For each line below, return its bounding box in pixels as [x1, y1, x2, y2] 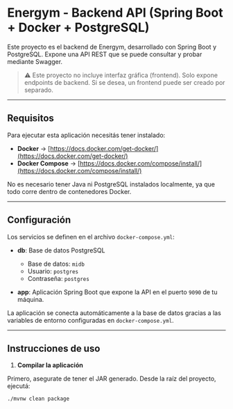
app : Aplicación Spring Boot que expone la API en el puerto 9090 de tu [17, 287, 218, 296]
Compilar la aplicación [17, 361, 83, 369]
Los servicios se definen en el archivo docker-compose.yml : [7, 232, 175, 241]
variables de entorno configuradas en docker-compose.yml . [7, 316, 175, 324]
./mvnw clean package [7, 395, 70, 403]
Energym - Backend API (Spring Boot [7, 5, 223, 21]
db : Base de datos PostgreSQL [17, 246, 105, 255]
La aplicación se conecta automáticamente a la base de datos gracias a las [7, 308, 222, 317]
